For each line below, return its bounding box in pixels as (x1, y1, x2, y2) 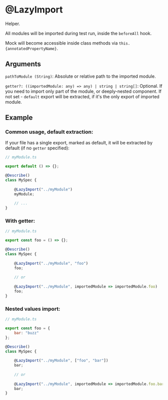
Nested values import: (5, 305, 60, 312)
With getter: (5, 218, 35, 225)
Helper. (5, 21, 20, 27)
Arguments (5, 60, 41, 69)
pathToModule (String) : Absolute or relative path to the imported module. (5, 73, 156, 79)
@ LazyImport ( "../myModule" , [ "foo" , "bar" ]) (14, 358, 108, 363)
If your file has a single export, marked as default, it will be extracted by (5, 140, 153, 146)
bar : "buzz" (14, 330, 39, 335)
